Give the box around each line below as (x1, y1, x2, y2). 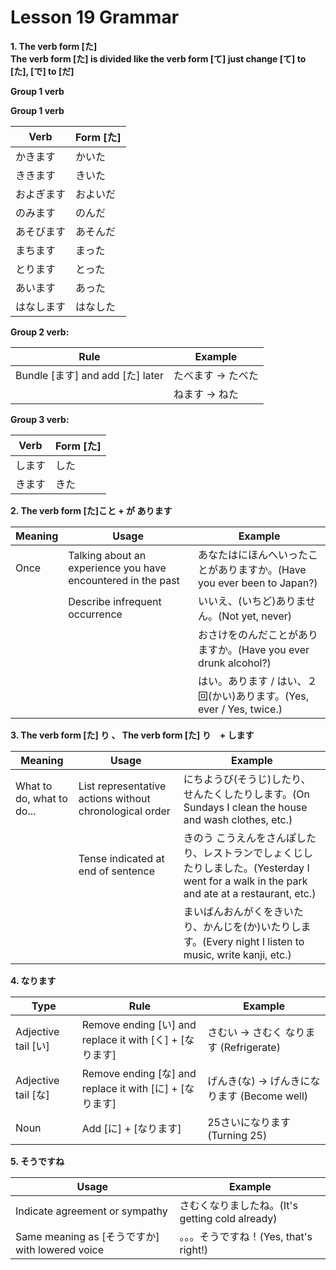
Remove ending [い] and (81, 1017, 197, 1031)
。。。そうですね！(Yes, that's (179, 1229, 313, 1243)
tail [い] (15, 1039, 50, 1053)
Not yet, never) (221, 609, 293, 623)
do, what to (15, 791, 68, 805)
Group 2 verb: (10, 326, 70, 338)
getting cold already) (179, 1211, 278, 1225)
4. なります (10, 974, 57, 986)
